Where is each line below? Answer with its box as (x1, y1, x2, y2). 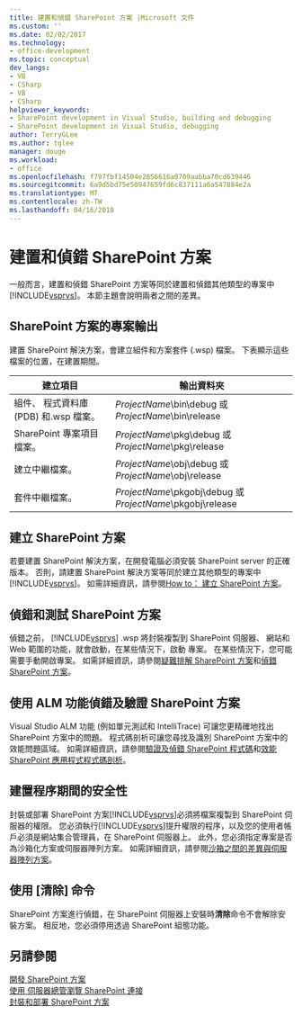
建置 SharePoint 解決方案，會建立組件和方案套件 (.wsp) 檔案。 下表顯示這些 (9, 344, 289, 355)
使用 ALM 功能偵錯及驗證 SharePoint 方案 (9, 695, 241, 711)
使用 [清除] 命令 (9, 883, 95, 898)
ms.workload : (9, 155, 58, 165)
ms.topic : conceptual (9, 55, 91, 64)
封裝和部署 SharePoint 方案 (9, 996, 110, 1008)
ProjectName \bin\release (115, 409, 221, 422)
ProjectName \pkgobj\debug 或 (115, 485, 245, 498)
